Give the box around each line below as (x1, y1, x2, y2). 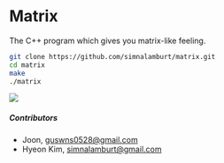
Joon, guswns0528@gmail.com (21, 135, 139, 145)
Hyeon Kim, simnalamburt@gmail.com (21, 144, 162, 155)
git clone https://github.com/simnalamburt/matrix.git (9, 52, 216, 61)
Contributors (9, 113, 58, 123)
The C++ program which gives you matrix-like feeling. (9, 35, 206, 46)
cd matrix (9, 60, 46, 70)
